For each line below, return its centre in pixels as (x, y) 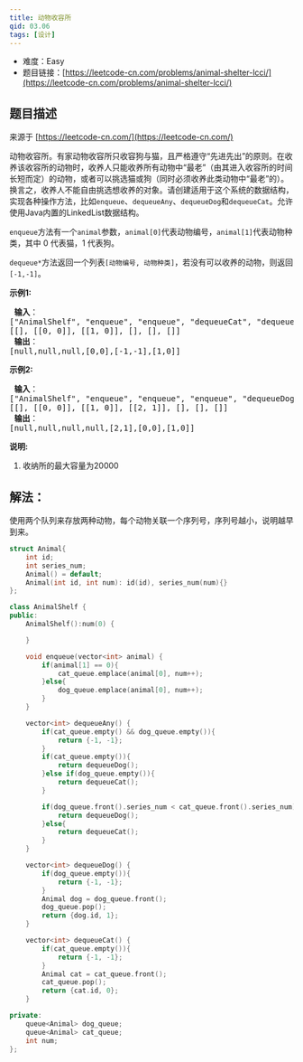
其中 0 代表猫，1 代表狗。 (72, 243)
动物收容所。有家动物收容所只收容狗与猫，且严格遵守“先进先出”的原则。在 (147, 156)
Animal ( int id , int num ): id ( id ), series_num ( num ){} (127, 583)
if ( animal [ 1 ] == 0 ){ (80, 665)
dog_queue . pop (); (74, 907)
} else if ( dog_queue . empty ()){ (98, 774)
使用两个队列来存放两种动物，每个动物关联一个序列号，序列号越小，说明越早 (151, 520)
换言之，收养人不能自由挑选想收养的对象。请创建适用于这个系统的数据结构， (151, 190)
